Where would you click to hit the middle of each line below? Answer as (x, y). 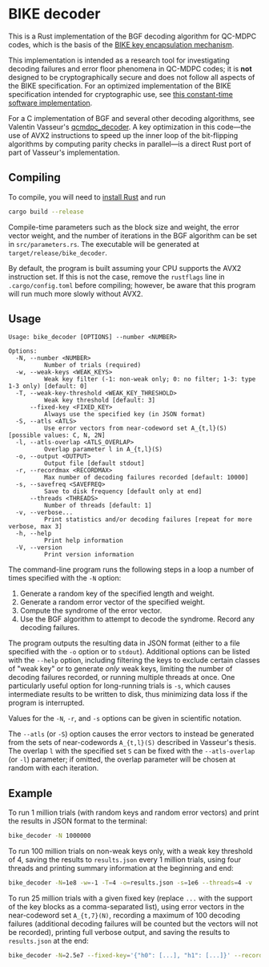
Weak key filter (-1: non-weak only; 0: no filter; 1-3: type (150, 379)
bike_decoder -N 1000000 (50, 836)
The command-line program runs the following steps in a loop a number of (131, 569)
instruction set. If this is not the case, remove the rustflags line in (117, 277)
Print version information (89, 555)
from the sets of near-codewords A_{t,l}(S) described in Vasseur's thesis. (132, 742)
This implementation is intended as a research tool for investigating (119, 60)
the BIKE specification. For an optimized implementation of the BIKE (120, 86)
